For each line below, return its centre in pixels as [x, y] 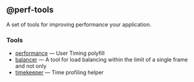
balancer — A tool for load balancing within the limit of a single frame [101, 60]
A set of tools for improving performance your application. [79, 24]
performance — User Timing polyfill [60, 53]
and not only [31, 66]
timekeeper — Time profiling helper [59, 72]
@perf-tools [30, 10]
